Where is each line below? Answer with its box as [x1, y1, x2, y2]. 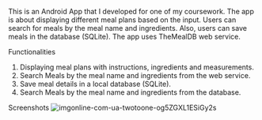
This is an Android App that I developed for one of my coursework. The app [8, 7, 255, 16]
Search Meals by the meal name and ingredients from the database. [19, 88, 241, 97]
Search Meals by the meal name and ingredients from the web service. [19, 71, 251, 80]
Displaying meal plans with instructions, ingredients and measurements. [19, 62, 255, 72]
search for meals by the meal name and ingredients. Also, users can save [8, 24, 248, 32]
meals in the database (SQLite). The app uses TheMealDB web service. [8, 32, 241, 41]
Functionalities [8, 47, 56, 56]
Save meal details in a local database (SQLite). [19, 79, 172, 88]
